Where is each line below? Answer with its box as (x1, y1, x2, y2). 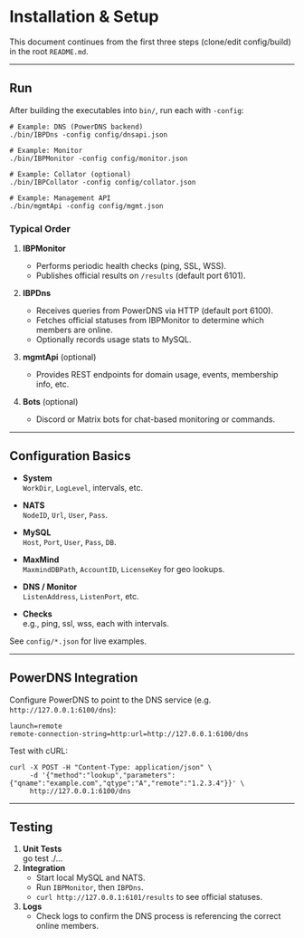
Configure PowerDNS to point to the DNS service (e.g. (9, 694, 212, 705)
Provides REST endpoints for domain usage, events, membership (35, 369, 279, 380)
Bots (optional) (22, 397, 79, 407)
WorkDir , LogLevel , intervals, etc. (22, 482, 143, 493)
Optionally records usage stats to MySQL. (35, 334, 192, 345)
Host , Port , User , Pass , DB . (22, 536, 117, 547)
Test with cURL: (9, 745, 69, 756)
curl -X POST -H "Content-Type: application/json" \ (9, 762, 213, 771)
